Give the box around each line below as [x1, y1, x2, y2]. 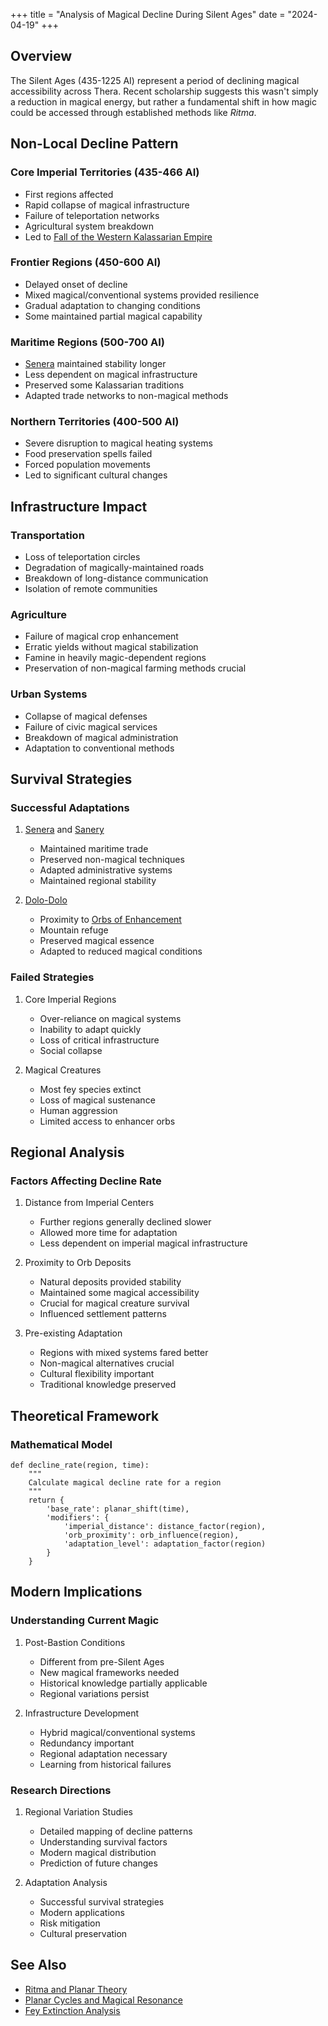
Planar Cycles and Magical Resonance [24, 1994, 183, 2006]
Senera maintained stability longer [24, 358, 167, 370]
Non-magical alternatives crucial [39, 1357, 175, 1369]
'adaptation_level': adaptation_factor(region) [63, 1539, 267, 1549]
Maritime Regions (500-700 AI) [10, 335, 165, 349]
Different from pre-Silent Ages [39, 1655, 165, 1668]
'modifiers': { [46, 1513, 110, 1523]
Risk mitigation [39, 1917, 101, 1929]
